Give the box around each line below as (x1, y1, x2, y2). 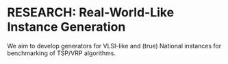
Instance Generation (7, 19, 126, 35)
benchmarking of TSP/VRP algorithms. (7, 49, 116, 57)
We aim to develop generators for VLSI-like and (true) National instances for (7, 42, 221, 50)
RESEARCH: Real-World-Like (7, 5, 175, 20)
